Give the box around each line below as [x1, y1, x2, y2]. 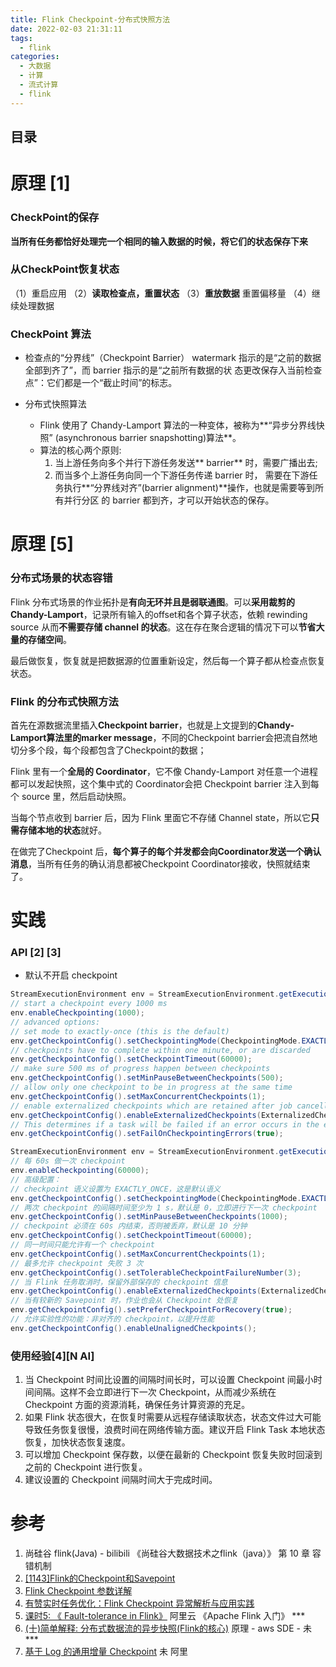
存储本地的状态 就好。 [18, 824, 107, 836]
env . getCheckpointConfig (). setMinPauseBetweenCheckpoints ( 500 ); [10, 1073, 284, 1083]
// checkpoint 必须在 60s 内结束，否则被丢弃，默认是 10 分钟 [10, 1221, 248, 1231]
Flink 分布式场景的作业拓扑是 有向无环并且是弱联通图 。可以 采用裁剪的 [10, 596, 295, 608]
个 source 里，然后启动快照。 [10, 790, 132, 802]
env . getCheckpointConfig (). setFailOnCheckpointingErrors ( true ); [10, 1129, 284, 1139]
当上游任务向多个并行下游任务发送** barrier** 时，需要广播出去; [54, 457, 318, 469]
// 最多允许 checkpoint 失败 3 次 [10, 1258, 144, 1268]
